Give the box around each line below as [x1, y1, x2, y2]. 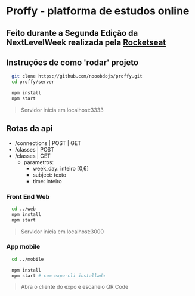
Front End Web [6, 192, 50, 201]
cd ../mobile [11, 256, 44, 262]
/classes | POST [14, 146, 55, 153]
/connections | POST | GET [14, 139, 82, 147]
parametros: [23, 158, 54, 165]
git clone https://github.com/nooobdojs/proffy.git [11, 73, 143, 79]
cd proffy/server [11, 79, 55, 85]
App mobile [6, 243, 41, 251]
